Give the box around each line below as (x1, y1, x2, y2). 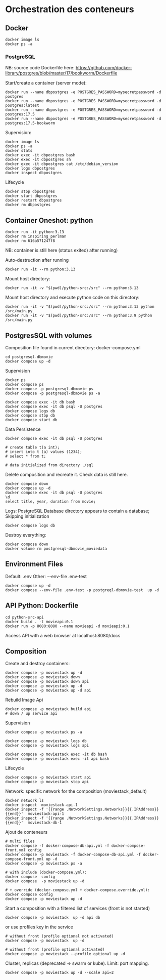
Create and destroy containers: (5, 661, 70, 667)
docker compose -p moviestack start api (5, 775, 92, 780)
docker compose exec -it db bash (5, 399, 76, 404)
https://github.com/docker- (75, 65, 132, 71)
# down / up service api (5, 711, 58, 716)
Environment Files (5, 560, 64, 568)
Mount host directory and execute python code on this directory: (5, 295, 140, 301)
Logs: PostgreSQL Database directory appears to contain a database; (5, 508, 150, 514)
